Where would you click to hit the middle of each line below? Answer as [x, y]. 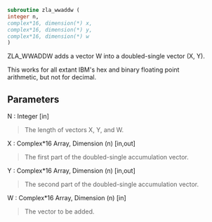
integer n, [23, 17]
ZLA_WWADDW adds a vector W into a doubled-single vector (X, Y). [106, 56]
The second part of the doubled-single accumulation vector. [112, 184]
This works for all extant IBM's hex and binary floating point [93, 70]
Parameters [33, 99]
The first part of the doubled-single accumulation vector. [107, 157]
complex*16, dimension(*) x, [50, 23]
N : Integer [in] [28, 117]
